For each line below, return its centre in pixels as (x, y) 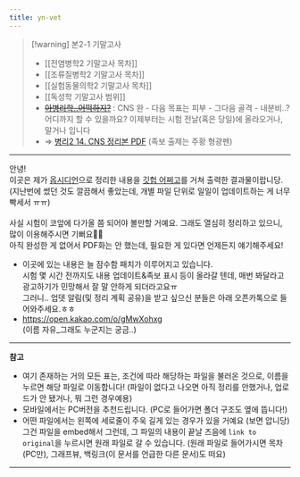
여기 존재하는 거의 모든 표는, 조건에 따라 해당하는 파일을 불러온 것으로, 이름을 (155, 375)
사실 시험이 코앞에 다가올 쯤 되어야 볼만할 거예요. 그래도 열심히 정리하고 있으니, (146, 222)
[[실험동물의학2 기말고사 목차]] (98, 85)
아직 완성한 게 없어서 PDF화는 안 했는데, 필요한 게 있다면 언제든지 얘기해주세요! (146, 245)
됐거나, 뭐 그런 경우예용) (91, 397)
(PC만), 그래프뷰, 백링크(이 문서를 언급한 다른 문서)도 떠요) (124, 454)
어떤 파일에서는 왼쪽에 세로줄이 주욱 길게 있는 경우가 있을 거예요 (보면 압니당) (156, 420)
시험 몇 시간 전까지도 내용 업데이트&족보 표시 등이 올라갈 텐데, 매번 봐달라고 (153, 275)
